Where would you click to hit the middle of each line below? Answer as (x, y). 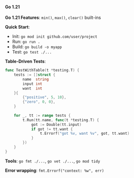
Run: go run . (26, 42)
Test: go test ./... (32, 52)
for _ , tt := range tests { (42, 115)
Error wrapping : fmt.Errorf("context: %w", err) (55, 170)
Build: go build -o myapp (37, 47)
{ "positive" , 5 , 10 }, (45, 97)
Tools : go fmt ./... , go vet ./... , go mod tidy (53, 161)
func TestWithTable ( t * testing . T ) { (42, 71)
